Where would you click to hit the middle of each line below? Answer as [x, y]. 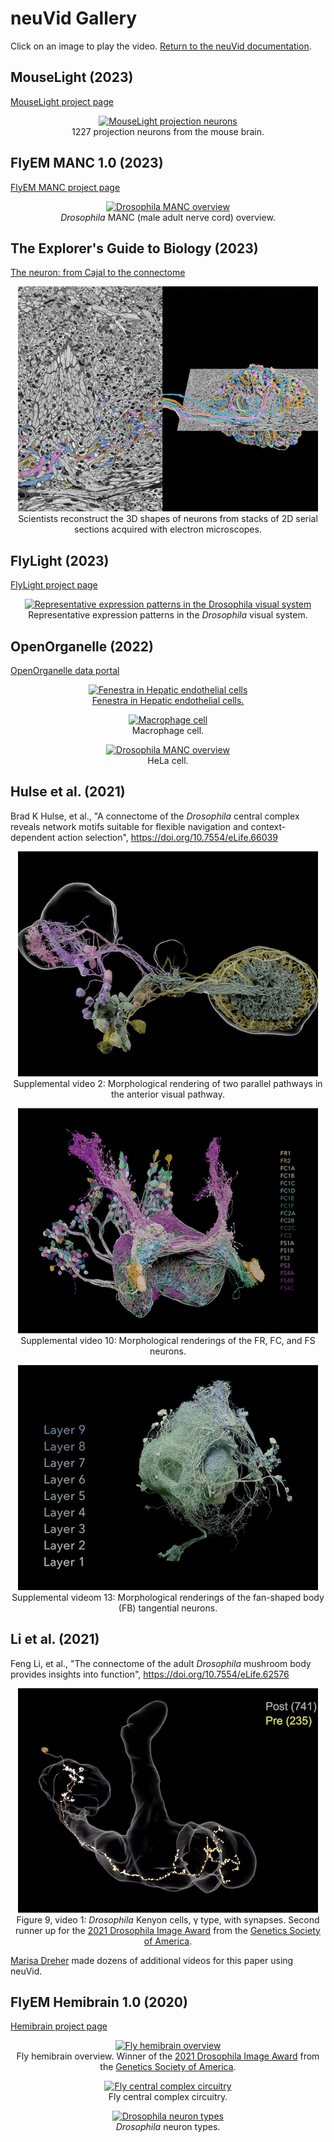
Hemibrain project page [59, 2026]
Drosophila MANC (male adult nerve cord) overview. [168, 217]
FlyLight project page [54, 585]
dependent [33, 837]
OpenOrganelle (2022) [82, 646]
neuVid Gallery [74, 18]
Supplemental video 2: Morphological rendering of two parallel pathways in [168, 1083]
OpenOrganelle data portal [65, 670]
